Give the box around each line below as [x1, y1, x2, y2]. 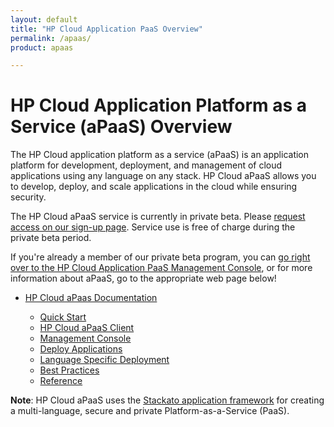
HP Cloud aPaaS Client [39, 322, 135, 334]
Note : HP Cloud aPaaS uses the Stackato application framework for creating [10, 394, 325, 406]
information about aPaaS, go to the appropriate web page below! [10, 272, 277, 285]
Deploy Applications [39, 343, 123, 355]
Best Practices [39, 364, 100, 376]
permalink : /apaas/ [10, 33, 92, 43]
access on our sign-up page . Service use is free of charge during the [10, 221, 296, 233]
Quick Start [39, 311, 87, 323]
